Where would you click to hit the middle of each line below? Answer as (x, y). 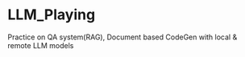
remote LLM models (41, 45)
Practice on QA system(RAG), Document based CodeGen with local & (122, 37)
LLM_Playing (52, 15)
